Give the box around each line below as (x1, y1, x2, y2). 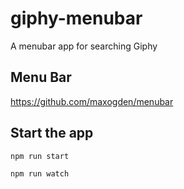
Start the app (10, 125, 94, 142)
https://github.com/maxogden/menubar (10, 95, 174, 107)
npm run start (10, 151, 70, 161)
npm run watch (10, 168, 70, 179)
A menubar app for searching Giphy (10, 40, 158, 52)
